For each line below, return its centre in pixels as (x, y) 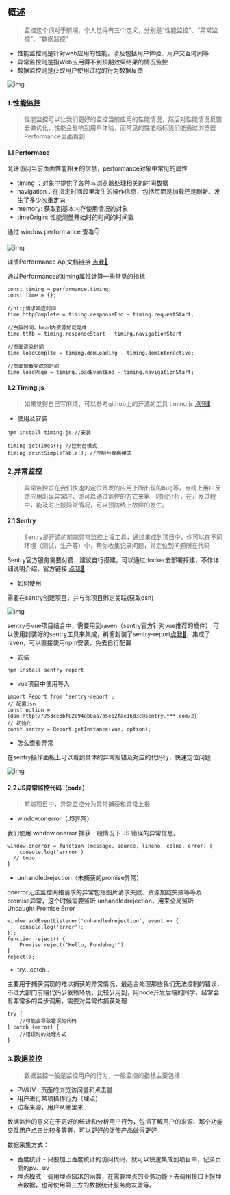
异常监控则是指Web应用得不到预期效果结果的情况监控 (92, 62)
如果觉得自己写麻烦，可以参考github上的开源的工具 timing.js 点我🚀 (117, 403)
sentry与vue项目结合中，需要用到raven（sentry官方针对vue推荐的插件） (110, 626)
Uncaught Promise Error (41, 909)
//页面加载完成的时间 (33, 366)
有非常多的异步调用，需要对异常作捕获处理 (67, 1001)
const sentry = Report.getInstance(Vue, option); (79, 729)
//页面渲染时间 (26, 347)
